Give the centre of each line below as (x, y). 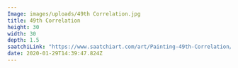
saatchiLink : (27, 47)
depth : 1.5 (23, 40)
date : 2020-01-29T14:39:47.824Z (55, 54)
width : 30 (22, 34)
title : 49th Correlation (44, 21)
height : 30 (23, 27)
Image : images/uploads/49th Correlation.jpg (74, 14)
